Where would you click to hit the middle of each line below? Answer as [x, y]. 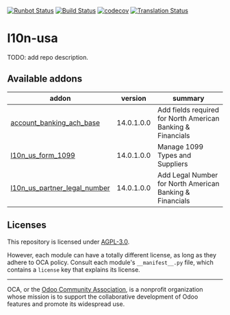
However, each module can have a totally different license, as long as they [112, 255]
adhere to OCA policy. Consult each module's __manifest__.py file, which [110, 262]
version [133, 98]
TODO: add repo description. [48, 57]
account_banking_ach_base [55, 122]
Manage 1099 [180, 146]
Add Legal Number [188, 175]
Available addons [45, 79]
